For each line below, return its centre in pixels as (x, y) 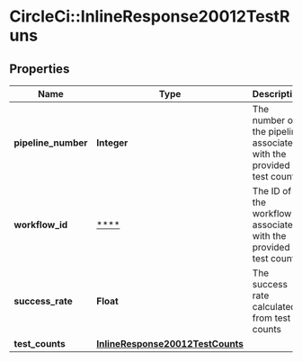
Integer (112, 143)
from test (271, 318)
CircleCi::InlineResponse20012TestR (150, 17)
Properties (40, 69)
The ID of (272, 191)
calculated (274, 307)
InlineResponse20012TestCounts (170, 344)
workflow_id (41, 225)
